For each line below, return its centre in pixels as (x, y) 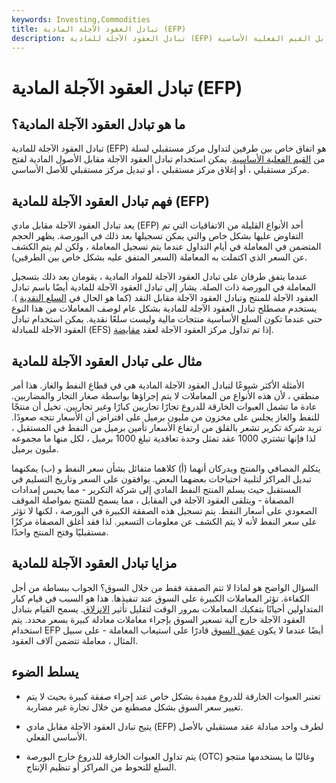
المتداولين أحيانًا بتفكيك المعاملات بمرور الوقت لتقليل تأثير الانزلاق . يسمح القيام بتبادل (167, 608)
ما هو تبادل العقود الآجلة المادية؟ (98, 124)
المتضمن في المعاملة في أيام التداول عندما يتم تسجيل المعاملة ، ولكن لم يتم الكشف (166, 247)
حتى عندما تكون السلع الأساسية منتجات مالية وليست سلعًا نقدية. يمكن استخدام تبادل (167, 319)
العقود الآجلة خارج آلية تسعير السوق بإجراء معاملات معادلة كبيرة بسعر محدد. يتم (158, 619)
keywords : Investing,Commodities (81, 19)
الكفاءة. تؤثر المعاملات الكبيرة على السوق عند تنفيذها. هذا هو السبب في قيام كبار (160, 598)
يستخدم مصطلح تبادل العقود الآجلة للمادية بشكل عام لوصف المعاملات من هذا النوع (164, 308)
